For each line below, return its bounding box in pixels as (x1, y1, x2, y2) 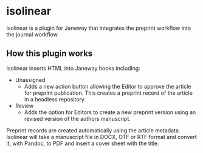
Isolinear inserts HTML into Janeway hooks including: (6, 64, 141, 72)
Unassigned (15, 76, 46, 83)
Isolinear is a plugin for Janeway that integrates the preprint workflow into (6, 24, 191, 32)
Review (15, 102, 34, 109)
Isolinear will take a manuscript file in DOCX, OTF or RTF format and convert (6, 133, 198, 140)
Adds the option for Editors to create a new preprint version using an (24, 108, 196, 116)
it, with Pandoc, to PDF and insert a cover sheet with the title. (6, 140, 159, 147)
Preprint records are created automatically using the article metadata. (6, 126, 181, 134)
